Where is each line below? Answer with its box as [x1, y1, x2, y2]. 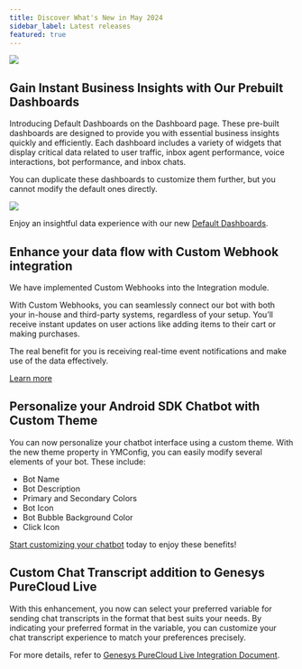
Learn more [9, 373, 52, 383]
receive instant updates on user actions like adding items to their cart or [9, 319, 277, 329]
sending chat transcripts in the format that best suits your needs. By [9, 612, 262, 623]
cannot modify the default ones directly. [9, 184, 158, 195]
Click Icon [22, 521, 60, 532]
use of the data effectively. [9, 355, 109, 366]
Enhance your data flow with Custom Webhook [9, 244, 279, 260]
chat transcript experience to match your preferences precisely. [9, 632, 246, 643]
